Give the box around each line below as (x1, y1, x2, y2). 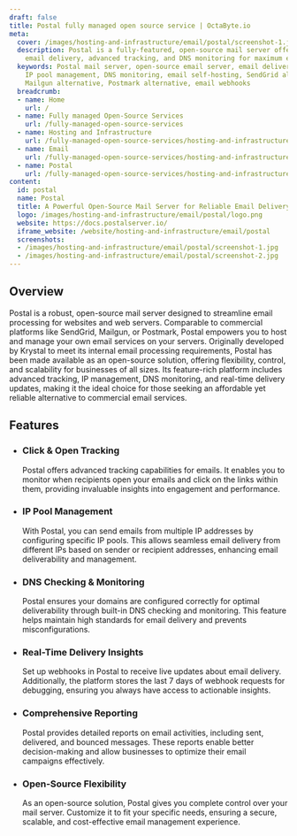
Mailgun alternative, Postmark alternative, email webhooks (25, 79, 251, 88)
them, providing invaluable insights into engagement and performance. (21, 483, 280, 494)
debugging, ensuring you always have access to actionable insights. (21, 685, 271, 695)
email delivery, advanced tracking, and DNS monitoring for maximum (25, 54, 283, 63)
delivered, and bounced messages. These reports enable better (21, 736, 255, 748)
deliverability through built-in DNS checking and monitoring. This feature (21, 605, 287, 616)
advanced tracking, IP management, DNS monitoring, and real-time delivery (9, 373, 286, 384)
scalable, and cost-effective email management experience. (21, 816, 240, 827)
